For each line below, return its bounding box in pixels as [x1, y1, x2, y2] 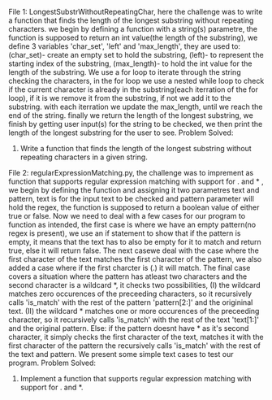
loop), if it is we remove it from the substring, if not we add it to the [8, 93, 231, 102]
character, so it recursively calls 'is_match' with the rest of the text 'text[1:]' [8, 315, 260, 324]
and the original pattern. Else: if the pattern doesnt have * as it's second [8, 324, 249, 333]
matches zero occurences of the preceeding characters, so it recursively [8, 289, 253, 298]
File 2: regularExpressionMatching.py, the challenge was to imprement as [8, 168, 254, 177]
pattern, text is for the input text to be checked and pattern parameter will [8, 194, 254, 203]
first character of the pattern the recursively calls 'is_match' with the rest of [8, 341, 261, 350]
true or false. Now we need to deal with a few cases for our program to [8, 211, 246, 220]
